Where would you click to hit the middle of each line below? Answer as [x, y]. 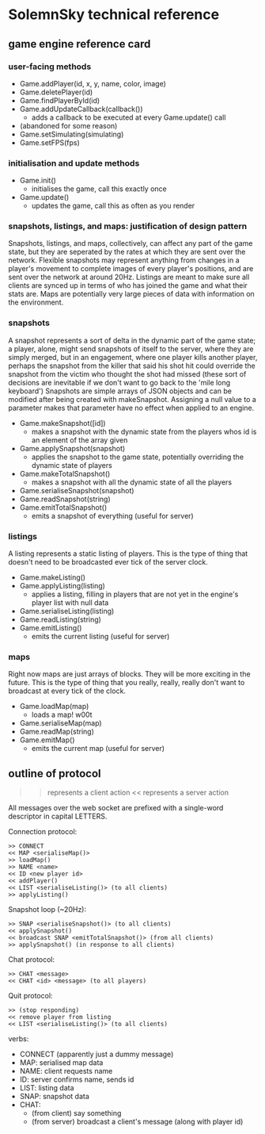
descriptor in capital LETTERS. [58, 816]
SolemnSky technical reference [114, 15]
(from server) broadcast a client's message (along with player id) [137, 1122]
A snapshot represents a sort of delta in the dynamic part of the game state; [132, 340]
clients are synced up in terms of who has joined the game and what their [128, 285]
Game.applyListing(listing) [62, 586]
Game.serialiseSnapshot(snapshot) [77, 490]
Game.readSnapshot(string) [65, 499]
